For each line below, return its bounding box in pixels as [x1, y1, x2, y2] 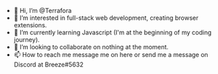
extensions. [13, 21, 47, 29]
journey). [13, 36, 40, 44]
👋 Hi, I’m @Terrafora [13, 7, 72, 14]
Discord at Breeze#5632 [13, 60, 84, 69]
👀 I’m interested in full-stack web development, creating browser [13, 14, 199, 22]
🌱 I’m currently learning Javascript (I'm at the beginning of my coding [13, 28, 212, 36]
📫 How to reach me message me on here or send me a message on [13, 51, 209, 58]
